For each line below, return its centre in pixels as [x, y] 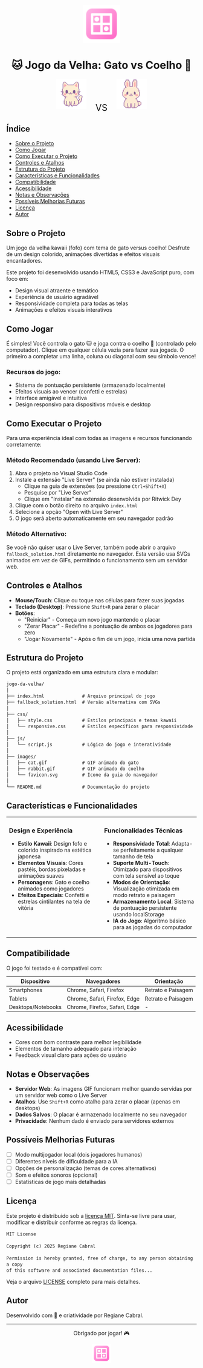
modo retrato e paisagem [144, 895]
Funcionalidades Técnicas [143, 830]
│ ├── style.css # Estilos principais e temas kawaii [92, 721]
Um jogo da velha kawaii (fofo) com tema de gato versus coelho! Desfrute [98, 248]
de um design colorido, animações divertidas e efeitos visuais [83, 254]
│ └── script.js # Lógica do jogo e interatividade [89, 745]
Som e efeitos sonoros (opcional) [56, 1175]
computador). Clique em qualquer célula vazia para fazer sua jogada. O [95, 350]
